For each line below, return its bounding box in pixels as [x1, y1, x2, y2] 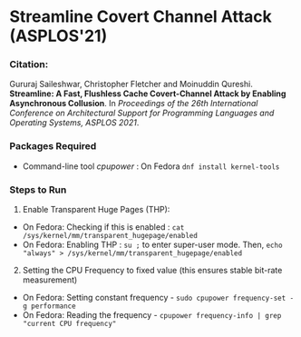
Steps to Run [9, 183, 67, 196]
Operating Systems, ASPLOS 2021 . [9, 117, 140, 128]
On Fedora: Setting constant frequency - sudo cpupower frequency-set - [22, 292, 295, 303]
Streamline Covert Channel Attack [9, 6, 272, 27]
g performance [22, 302, 76, 311]
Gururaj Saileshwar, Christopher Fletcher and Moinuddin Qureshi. [9, 79, 254, 90]
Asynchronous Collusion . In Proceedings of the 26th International [9, 98, 258, 109]
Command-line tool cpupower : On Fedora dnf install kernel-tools [22, 161, 280, 172]
